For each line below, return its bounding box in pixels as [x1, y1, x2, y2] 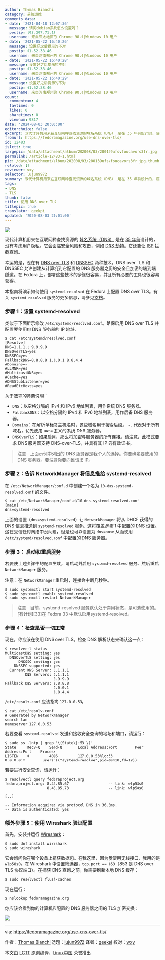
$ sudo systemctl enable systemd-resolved [5, 591, 93, 596]
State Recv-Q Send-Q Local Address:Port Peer [5, 745, 144, 750]
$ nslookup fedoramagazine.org [5, 896, 69, 901]
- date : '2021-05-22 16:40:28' [5, 58, 69, 63]
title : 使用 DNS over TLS [5, 199, 56, 204]
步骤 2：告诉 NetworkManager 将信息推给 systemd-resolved [5, 470, 151, 477]
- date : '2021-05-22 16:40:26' [5, 39, 69, 44]
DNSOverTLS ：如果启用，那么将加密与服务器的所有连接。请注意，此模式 [12, 434, 155, 440]
